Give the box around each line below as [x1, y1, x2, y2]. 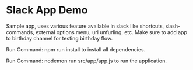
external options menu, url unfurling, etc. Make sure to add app [35, 28, 188, 35]
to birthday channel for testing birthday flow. [6, 35, 113, 42]
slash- [165, 23, 181, 30]
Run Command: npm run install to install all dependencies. [6, 46, 146, 53]
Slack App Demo [6, 3, 88, 17]
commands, [6, 28, 35, 35]
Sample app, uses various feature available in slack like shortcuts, [6, 23, 164, 30]
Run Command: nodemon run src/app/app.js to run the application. [6, 57, 167, 64]
